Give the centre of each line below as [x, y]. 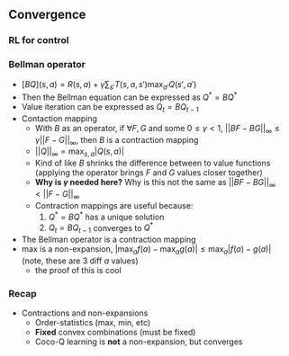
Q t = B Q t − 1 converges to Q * [101, 227]
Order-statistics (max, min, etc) [93, 323]
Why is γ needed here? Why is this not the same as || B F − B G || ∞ [155, 183]
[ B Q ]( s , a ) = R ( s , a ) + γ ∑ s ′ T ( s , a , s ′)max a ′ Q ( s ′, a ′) [109, 85]
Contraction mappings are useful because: [114, 205]
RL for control [39, 40]
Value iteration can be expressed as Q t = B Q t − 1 [110, 108]
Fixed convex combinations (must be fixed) [115, 333]
